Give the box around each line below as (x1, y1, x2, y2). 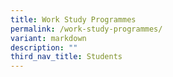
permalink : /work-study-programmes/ (10, 24, 163, 34)
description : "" (10, 42, 78, 53)
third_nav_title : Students (10, 52, 123, 62)
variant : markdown (10, 33, 87, 43)
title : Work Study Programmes (10, 14, 137, 25)
